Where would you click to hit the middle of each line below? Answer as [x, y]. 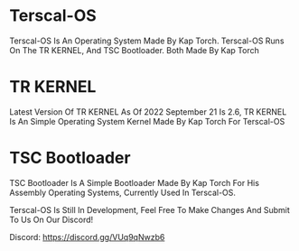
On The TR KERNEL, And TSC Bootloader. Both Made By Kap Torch [134, 50]
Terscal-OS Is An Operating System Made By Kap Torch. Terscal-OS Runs [147, 41]
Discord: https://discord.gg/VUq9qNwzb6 [87, 237]
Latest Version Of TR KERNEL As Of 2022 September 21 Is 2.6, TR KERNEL [148, 112]
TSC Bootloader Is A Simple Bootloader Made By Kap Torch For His [135, 182]
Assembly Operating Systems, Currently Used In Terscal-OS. [123, 192]
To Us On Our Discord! [51, 219]
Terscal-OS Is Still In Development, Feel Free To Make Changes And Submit [150, 209]
